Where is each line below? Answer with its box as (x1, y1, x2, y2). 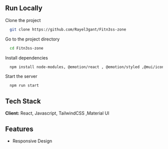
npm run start (9, 83, 39, 88)
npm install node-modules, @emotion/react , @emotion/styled (9, 64, 140, 69)
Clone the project (5, 17, 41, 23)
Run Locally (5, 4, 42, 12)
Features (5, 124, 33, 133)
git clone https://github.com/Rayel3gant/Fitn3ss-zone (9, 27, 126, 32)
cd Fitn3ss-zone (9, 45, 43, 50)
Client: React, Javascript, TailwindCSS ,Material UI (5, 110, 109, 116)
